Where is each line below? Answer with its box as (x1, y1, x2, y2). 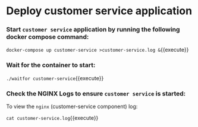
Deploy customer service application (6, 4, 192, 18)
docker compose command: (6, 33, 89, 41)
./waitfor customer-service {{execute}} (6, 74, 104, 81)
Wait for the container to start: (6, 61, 96, 69)
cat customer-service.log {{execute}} (6, 115, 99, 122)
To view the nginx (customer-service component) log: (6, 103, 138, 110)
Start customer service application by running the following (6, 26, 180, 34)
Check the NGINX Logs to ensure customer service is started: (6, 89, 186, 97)
